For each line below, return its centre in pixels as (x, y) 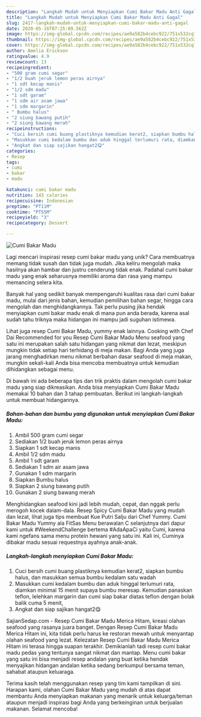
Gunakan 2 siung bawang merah (55, 492)
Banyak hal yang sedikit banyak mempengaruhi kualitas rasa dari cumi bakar (100, 294)
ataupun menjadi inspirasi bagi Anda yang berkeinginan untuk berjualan (95, 702)
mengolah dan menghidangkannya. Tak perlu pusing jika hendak (86, 307)
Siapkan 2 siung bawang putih (52, 486)
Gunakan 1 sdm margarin (45, 473)
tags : (13, 162)
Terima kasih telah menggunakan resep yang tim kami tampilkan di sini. (94, 683)
